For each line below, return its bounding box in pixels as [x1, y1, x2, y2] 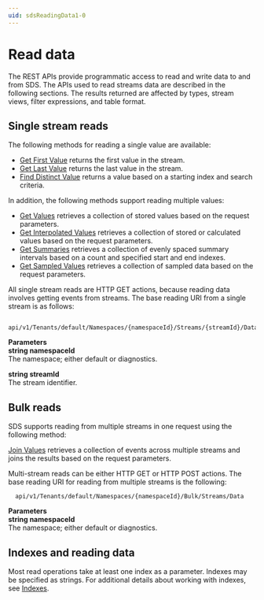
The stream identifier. [8, 378, 78, 387]
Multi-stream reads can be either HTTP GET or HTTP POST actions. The [8, 469, 242, 479]
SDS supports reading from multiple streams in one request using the [8, 422, 233, 431]
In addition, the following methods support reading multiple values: [8, 196, 225, 206]
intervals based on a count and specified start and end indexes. [19, 253, 226, 262]
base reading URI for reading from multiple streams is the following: [8, 477, 227, 487]
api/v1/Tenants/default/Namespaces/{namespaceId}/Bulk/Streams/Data [15, 493, 244, 501]
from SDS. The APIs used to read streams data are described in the [8, 80, 226, 89]
